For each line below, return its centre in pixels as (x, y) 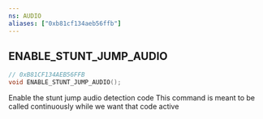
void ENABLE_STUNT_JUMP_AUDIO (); (65, 83)
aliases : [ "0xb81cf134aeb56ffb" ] (65, 23)
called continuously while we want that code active (94, 107)
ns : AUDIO (25, 16)
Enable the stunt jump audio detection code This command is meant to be (132, 98)
